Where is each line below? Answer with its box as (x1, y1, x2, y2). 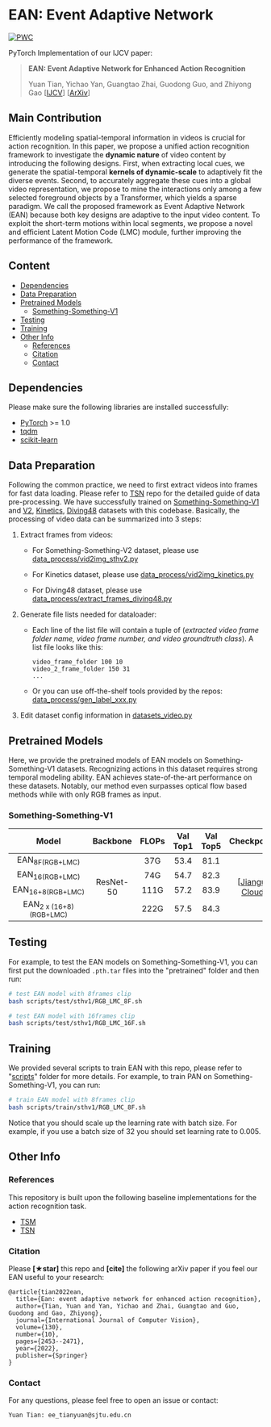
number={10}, (15, 1330, 60, 1338)
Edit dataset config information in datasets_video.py (19, 710, 193, 720)
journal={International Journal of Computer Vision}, (15, 1316, 200, 1324)
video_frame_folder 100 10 (31, 658, 123, 667)
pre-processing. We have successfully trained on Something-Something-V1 (8, 497, 260, 507)
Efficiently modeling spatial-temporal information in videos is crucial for (8, 132, 246, 142)
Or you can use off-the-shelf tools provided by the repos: (31, 686, 223, 696)
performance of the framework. (8, 236, 114, 245)
